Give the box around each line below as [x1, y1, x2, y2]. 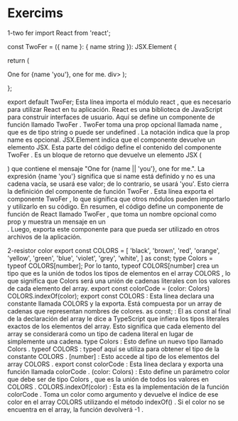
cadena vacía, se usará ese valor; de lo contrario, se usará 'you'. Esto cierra [7, 180, 229, 188]
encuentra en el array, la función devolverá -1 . [7, 405, 144, 414]
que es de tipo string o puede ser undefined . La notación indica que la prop [7, 128, 230, 136]
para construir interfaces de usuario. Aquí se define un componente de [7, 113, 215, 121]
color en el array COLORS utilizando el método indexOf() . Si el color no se [7, 397, 225, 406]
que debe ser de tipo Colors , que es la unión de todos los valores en [7, 375, 210, 383]
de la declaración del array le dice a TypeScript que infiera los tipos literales [7, 314, 229, 323]
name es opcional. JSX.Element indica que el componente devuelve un [7, 135, 215, 144]
